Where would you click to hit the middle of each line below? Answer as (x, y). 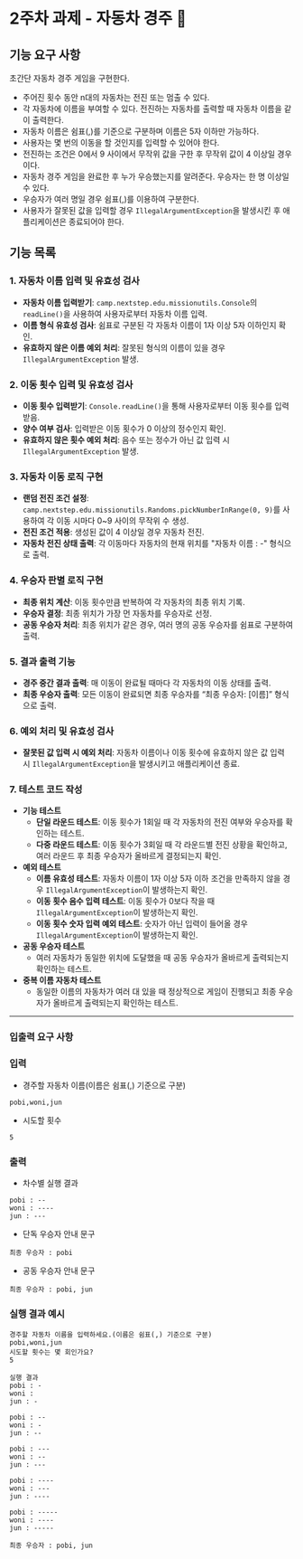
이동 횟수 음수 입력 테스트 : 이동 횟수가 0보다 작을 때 (125, 902)
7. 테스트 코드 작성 (46, 789)
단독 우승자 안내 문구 (59, 1233)
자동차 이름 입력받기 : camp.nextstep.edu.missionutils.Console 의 (140, 302)
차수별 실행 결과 (50, 1183)
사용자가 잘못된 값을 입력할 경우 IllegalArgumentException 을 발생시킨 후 (151, 210)
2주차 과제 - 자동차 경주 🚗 (98, 19)
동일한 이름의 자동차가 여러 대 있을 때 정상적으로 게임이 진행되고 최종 (156, 992)
